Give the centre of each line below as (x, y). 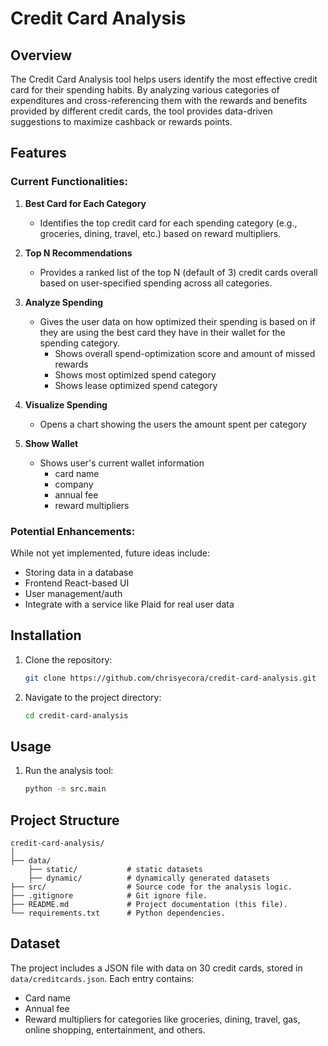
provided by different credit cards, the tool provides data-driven (141, 111)
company (74, 484)
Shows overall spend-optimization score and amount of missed (185, 353)
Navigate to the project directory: (93, 697)
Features (38, 153)
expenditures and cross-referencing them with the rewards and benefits (159, 100)
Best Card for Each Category (85, 203)
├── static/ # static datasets (115, 870)
